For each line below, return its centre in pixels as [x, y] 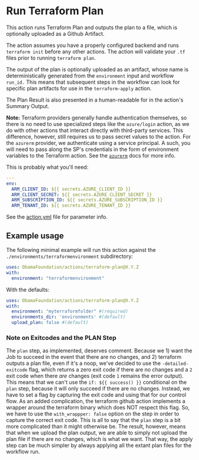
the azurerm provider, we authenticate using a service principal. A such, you [98, 143]
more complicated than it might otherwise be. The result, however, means [96, 427]
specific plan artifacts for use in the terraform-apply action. [79, 88]
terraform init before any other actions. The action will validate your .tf [96, 51]
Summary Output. [28, 106]
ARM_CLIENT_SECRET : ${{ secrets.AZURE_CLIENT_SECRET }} [82, 194]
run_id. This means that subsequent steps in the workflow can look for [93, 82]
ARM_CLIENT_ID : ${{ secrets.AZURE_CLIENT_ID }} [71, 189]
